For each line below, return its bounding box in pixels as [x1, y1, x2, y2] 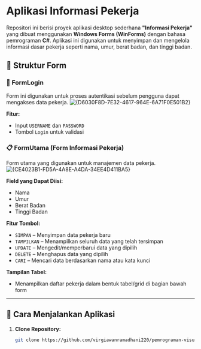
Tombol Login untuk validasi [14, 128, 84, 136]
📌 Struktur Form [6, 61, 67, 71]
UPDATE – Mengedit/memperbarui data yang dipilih [14, 244, 138, 251]
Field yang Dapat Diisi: [6, 177, 63, 184]
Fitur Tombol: [6, 219, 41, 227]
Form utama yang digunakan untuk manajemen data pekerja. [6, 159, 156, 166]
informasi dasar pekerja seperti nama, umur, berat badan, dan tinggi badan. [6, 43, 193, 50]
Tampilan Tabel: [6, 268, 47, 275]
